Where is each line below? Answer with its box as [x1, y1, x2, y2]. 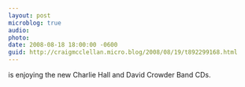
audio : [8, 26, 30, 34]
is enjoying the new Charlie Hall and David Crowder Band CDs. [8, 70, 211, 79]
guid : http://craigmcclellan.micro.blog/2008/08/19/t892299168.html [8, 48, 238, 56]
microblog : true [8, 19, 61, 27]
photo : [8, 33, 30, 42]
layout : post [8, 11, 51, 20]
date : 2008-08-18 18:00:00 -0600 [8, 41, 118, 49]
